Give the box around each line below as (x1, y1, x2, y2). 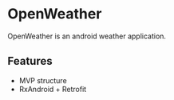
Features (7, 54, 53, 68)
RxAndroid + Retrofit (18, 84, 87, 94)
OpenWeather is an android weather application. (7, 31, 167, 41)
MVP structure (18, 75, 67, 85)
